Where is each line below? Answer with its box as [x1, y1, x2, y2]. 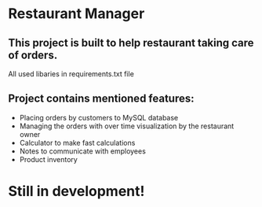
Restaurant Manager [8, 5, 145, 23]
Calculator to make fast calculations [19, 138, 136, 147]
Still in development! [8, 183, 145, 200]
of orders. [8, 48, 58, 61]
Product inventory [19, 154, 78, 164]
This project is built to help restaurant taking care [8, 36, 254, 50]
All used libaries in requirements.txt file [8, 69, 135, 79]
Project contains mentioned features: [8, 92, 195, 105]
